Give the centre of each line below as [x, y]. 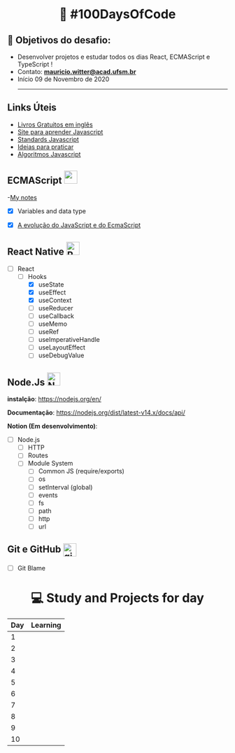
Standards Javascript [48, 139]
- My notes [22, 197]
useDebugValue [61, 355]
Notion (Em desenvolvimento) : [52, 426]
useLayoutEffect [62, 347]
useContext [55, 300]
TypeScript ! [35, 64]
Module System [50, 464]
